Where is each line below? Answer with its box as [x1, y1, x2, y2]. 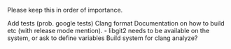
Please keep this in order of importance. [7, 6, 123, 14]
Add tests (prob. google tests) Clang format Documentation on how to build [7, 19, 225, 27]
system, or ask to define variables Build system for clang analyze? [7, 34, 198, 42]
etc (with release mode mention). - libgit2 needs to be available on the [7, 27, 210, 35]
